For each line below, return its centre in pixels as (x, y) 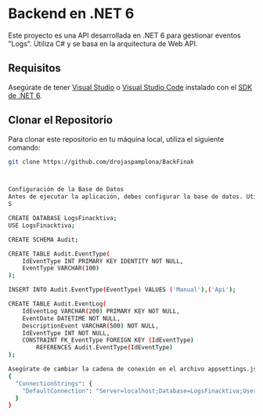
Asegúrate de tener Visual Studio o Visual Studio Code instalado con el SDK (130, 87)
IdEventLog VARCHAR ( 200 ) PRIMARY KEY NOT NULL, (101, 311)
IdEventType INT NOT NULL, (66, 333)
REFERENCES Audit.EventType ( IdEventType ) (105, 348)
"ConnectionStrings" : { (54, 383)
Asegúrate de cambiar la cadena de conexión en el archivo (106, 369)
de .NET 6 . (25, 96)
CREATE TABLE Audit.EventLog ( (58, 304)
